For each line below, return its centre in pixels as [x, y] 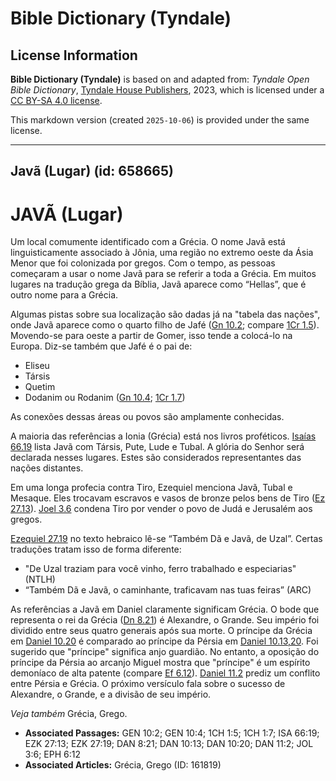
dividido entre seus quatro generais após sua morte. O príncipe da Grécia [161, 631]
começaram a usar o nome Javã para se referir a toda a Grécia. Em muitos [163, 274]
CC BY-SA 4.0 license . [56, 100]
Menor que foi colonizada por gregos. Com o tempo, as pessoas [143, 263]
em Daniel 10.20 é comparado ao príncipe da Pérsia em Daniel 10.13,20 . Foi [164, 641]
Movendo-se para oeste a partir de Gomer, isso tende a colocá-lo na [151, 336]
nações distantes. [47, 468]
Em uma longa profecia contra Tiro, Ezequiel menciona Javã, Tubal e [151, 488]
